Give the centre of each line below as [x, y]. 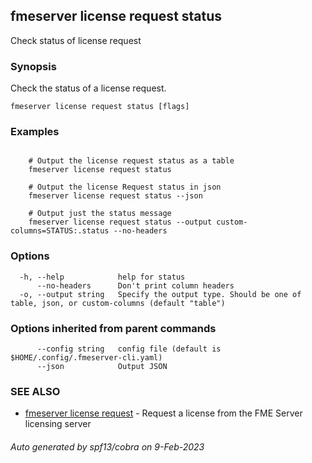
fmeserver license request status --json [115, 196]
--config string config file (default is [129, 349]
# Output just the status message [100, 214]
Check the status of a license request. [88, 88]
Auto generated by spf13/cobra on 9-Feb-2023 [107, 446]
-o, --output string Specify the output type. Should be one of [160, 294]
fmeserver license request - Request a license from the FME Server [163, 413]
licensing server [58, 424]
